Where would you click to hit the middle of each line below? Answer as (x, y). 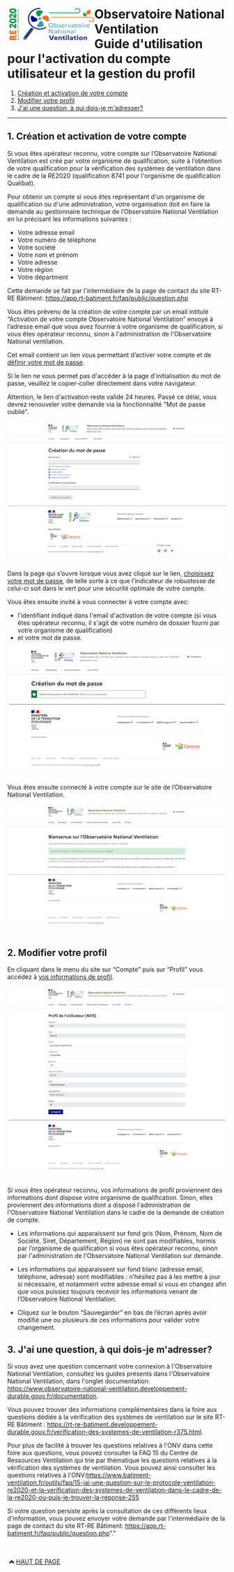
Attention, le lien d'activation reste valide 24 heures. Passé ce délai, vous (112, 396)
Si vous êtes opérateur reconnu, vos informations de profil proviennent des (115, 1190)
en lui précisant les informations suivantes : (69, 219)
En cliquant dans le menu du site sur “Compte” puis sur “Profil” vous (105, 970)
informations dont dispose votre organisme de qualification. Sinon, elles (110, 1198)
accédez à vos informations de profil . (61, 977)
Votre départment (42, 277)
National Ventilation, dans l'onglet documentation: (79, 1381)
